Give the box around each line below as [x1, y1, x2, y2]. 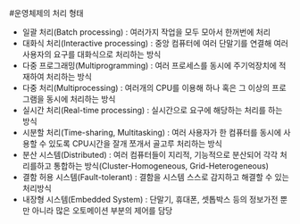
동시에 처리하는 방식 [46, 94, 116, 104]
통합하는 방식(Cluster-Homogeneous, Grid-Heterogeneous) [53, 161, 270, 171]
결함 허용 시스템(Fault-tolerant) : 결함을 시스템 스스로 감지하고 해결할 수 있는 [21, 172, 290, 182]
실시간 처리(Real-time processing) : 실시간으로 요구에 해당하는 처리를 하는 [21, 105, 283, 115]
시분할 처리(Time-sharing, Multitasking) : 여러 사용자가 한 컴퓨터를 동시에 [21, 128, 282, 137]
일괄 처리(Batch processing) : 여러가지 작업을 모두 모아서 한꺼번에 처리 [21, 27, 271, 37]
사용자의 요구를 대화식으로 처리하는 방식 [21, 49, 162, 60]
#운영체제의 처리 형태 [9, 8, 84, 18]
